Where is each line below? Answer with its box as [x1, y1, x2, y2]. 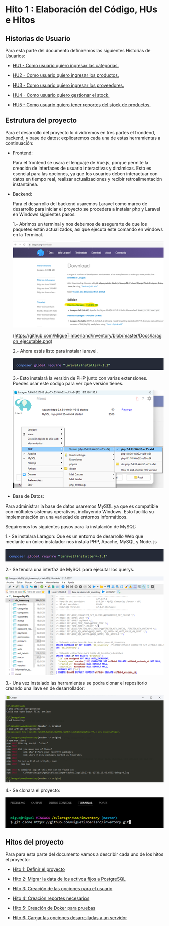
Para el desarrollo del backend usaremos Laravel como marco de [12, 200, 147, 207]
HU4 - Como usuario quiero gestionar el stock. [12, 92, 110, 98]
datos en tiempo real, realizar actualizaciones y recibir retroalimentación [12, 176, 162, 182]
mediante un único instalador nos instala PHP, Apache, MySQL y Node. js [5, 538, 157, 544]
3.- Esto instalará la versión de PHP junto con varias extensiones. [12, 375, 148, 381]
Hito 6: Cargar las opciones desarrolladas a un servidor [12, 915, 127, 921]
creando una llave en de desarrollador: [5, 685, 86, 691]
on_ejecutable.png [12, 338, 51, 344]
